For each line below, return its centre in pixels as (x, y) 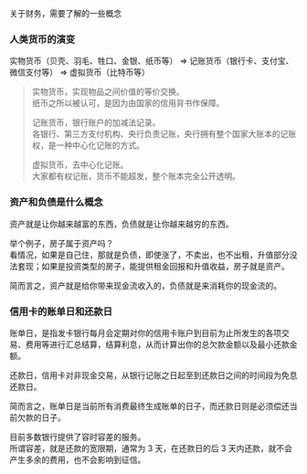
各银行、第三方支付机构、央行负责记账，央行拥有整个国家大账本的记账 (164, 134)
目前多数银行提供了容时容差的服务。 (78, 437)
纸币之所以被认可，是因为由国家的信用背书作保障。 (128, 103)
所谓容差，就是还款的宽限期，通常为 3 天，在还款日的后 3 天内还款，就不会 (151, 448)
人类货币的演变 (42, 39)
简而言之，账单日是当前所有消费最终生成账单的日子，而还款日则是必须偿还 (149, 406)
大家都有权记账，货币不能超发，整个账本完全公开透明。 (136, 176)
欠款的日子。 (41, 417)
